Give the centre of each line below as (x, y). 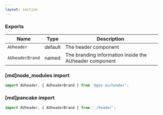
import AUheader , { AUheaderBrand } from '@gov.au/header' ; (67, 86)
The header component (92, 47)
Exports (15, 26)
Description (111, 39)
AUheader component (90, 61)
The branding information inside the (106, 55)
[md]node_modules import (37, 75)
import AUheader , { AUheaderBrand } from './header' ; (61, 108)
